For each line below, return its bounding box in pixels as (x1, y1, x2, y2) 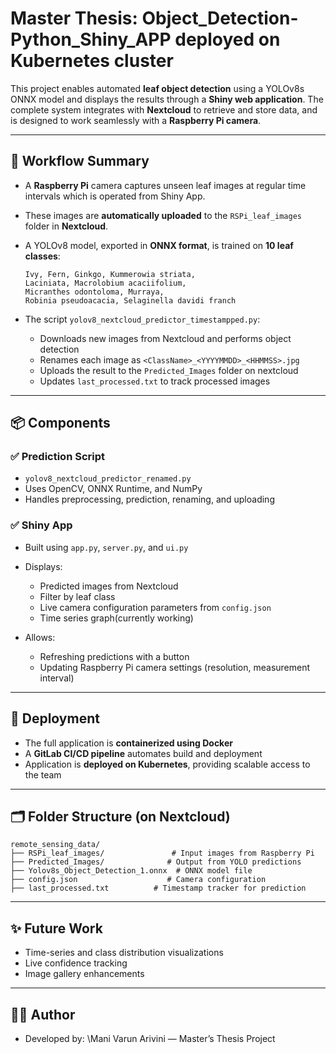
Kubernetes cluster (10, 50, 174, 72)
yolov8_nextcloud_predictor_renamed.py (24, 474, 192, 484)
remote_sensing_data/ (10, 840, 101, 850)
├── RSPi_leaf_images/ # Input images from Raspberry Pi (10, 848, 315, 859)
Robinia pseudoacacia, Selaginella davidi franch (24, 295, 237, 306)
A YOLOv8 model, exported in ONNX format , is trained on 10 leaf (24, 239, 294, 251)
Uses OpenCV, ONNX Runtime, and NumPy (24, 483, 203, 495)
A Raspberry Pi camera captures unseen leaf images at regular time (24, 179, 307, 191)
